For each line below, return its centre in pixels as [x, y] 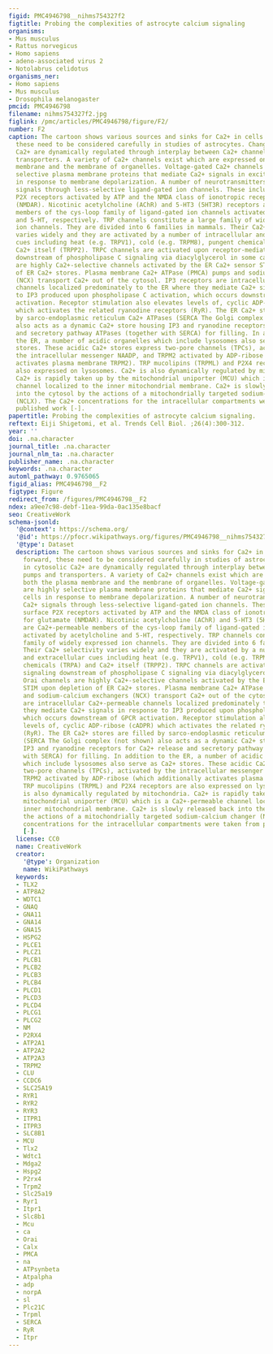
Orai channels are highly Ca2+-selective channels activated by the [141, 680]
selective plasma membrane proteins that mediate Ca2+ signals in [130, 175]
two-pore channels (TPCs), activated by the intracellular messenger [143, 771]
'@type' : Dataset [45, 545]
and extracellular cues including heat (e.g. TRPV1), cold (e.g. [136, 658]
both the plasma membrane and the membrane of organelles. [125, 582]
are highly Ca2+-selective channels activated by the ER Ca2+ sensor [136, 265]
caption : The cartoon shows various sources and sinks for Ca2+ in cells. [138, 136]
